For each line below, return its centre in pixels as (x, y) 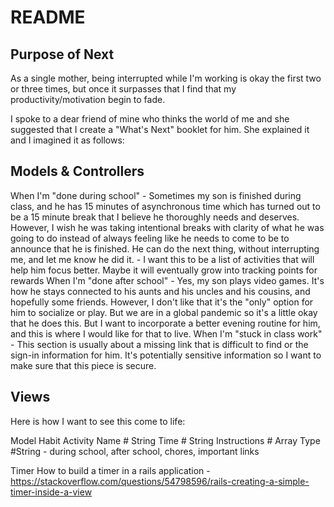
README (48, 17)
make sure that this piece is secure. (83, 365)
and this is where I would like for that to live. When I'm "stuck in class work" (166, 333)
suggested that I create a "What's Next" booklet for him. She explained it (160, 129)
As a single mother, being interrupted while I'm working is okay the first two (166, 78)
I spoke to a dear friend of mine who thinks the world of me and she (150, 119)
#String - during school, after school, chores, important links (135, 451)
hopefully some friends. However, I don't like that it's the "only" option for (162, 302)
